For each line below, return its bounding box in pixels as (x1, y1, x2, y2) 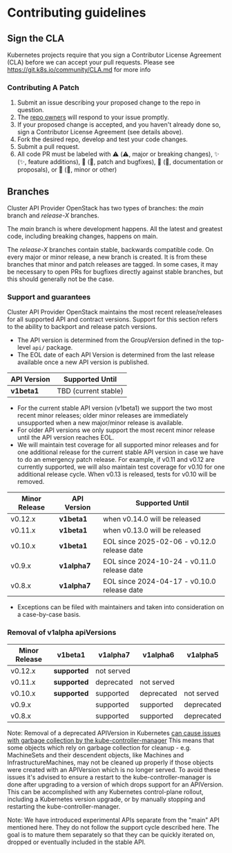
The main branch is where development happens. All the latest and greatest (7, 225, 223, 233)
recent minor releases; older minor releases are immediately (17, 411, 188, 420)
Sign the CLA (7, 33, 65, 44)
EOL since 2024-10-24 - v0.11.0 (102, 557, 216, 566)
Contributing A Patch (7, 82, 79, 92)
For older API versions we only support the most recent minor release (17, 426, 215, 434)
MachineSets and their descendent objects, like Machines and (7, 751, 184, 759)
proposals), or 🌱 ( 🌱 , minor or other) (17, 165, 117, 174)
